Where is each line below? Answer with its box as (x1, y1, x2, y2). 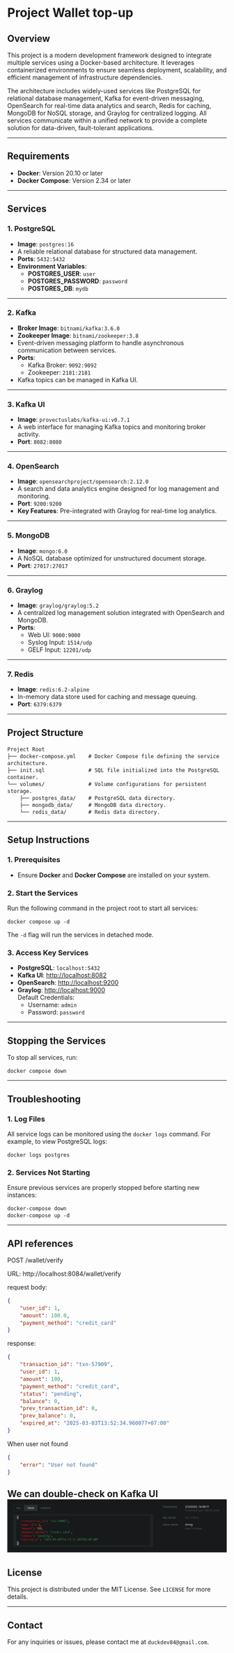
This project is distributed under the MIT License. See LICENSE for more (7, 1585, 211, 1594)
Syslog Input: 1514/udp (27, 638, 93, 646)
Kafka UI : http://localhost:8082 (17, 971, 107, 980)
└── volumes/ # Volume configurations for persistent (7, 781, 208, 788)
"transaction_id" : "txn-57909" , (19, 1361, 114, 1368)
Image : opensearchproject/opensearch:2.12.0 (17, 477, 149, 485)
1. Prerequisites (7, 855, 61, 865)
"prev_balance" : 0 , (19, 1412, 77, 1420)
